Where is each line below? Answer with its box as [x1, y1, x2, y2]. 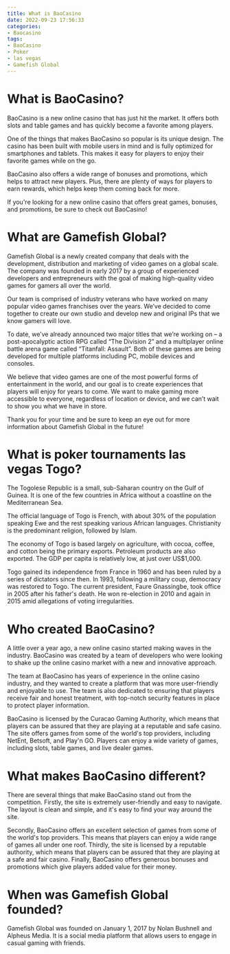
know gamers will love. [7, 316, 72, 324]
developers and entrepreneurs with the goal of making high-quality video [7, 273, 214, 282]
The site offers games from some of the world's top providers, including [7, 729, 211, 738]
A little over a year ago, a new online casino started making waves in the [7, 644, 211, 652]
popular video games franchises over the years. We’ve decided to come [7, 302, 211, 310]
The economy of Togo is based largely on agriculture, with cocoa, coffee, [7, 540, 215, 548]
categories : [7, 23, 41, 30]
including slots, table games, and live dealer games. [7, 744, 154, 752]
